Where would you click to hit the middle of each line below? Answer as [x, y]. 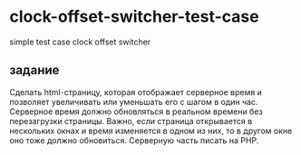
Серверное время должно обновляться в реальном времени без [136, 111]
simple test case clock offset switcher [80, 42]
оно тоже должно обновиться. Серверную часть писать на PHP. [134, 140]
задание [34, 70]
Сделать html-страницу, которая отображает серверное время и [136, 92]
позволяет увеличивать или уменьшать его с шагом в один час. [134, 102]
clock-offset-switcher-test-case [135, 17]
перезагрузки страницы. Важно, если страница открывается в [131, 121]
